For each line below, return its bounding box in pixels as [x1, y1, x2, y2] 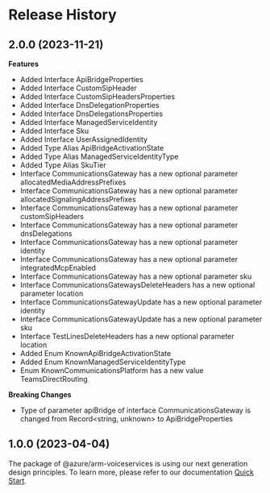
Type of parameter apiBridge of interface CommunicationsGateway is [19, 405, 251, 415]
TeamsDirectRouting [19, 375, 89, 383]
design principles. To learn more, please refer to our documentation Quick [8, 467, 254, 477]
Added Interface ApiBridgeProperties [19, 75, 143, 84]
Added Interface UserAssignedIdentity [19, 135, 147, 144]
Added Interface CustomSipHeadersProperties [19, 92, 176, 101]
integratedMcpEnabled [19, 263, 97, 272]
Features [8, 59, 39, 68]
